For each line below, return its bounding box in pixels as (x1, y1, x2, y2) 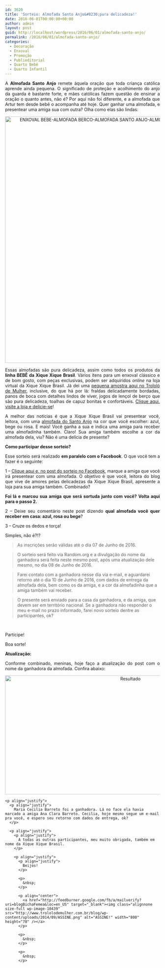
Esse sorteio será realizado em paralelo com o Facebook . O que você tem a (5, 453, 160, 459)
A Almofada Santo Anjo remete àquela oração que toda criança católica (5, 80, 160, 86)
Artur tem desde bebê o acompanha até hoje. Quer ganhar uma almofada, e (5, 102, 160, 107)
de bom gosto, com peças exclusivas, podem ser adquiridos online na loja (5, 378, 160, 383)
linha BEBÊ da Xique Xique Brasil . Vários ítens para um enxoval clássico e (5, 372, 160, 378)
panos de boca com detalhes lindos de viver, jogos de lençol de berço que (5, 393, 160, 399)
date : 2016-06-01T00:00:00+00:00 (5, 16, 74, 21)
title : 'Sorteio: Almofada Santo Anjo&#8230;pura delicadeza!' (5, 12, 137, 17)
